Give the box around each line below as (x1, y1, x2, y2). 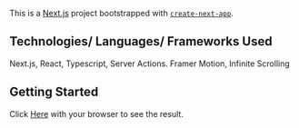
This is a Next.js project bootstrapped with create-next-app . (9, 8, 234, 18)
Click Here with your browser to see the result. (9, 108, 184, 119)
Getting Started (9, 84, 99, 100)
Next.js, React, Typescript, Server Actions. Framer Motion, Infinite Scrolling (9, 58, 291, 69)
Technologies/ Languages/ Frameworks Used (9, 34, 273, 49)
